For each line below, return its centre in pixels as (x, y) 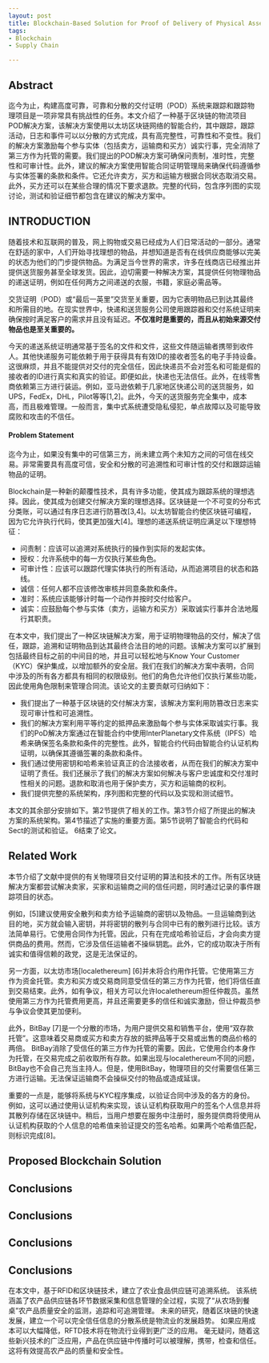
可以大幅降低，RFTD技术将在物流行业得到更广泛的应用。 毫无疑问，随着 (134, 1331)
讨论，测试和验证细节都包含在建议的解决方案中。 (89, 195)
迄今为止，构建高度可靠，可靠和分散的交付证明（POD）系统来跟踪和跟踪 (128, 105)
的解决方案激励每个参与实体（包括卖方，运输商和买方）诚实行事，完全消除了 (134, 145)
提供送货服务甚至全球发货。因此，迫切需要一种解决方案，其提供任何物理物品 (134, 272)
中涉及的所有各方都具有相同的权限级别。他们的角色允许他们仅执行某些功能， (134, 676)
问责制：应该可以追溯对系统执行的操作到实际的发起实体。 (114, 548)
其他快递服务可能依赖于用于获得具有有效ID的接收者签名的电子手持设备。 (141, 356)
